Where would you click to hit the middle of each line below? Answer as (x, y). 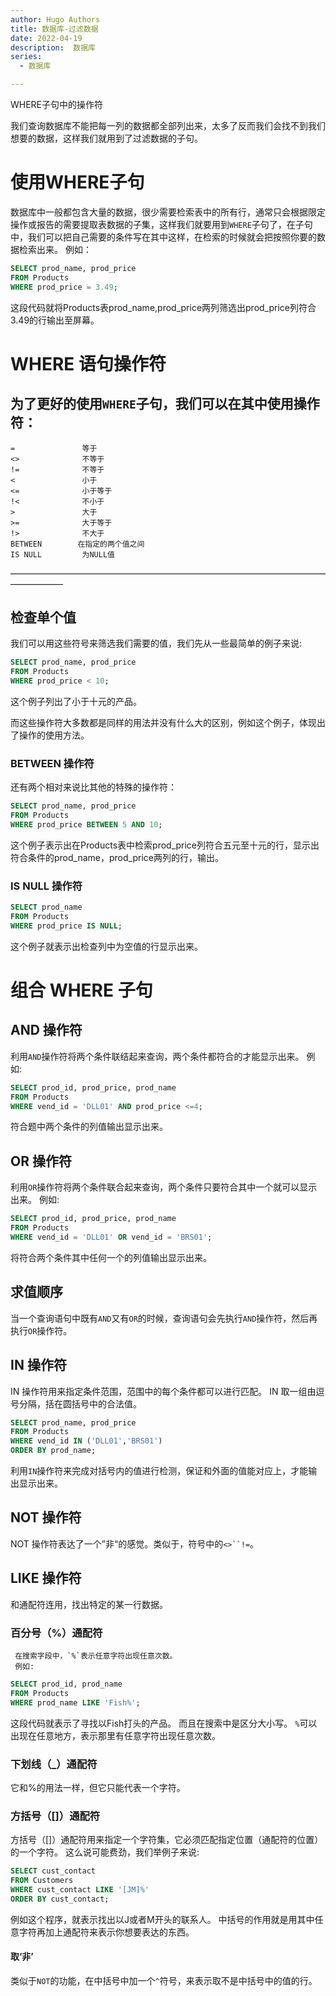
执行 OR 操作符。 (41, 1330)
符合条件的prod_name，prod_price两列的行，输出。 (117, 857)
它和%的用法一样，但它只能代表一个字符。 (98, 1787)
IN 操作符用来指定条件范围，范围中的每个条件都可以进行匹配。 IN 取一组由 (163, 1391)
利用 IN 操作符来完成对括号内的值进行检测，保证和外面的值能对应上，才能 (159, 1471)
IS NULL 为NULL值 (62, 554)
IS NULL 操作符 (46, 886)
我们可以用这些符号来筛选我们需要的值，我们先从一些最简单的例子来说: (156, 643)
